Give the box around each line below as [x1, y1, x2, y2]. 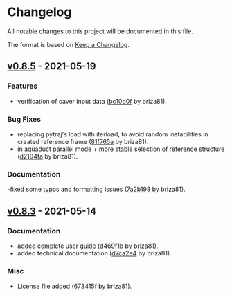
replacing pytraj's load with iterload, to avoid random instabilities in [17, 129, 209, 138]
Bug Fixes [7, 114, 42, 124]
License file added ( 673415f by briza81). [17, 282, 132, 291]
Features [7, 81, 38, 91]
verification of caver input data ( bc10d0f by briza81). [17, 97, 168, 105]
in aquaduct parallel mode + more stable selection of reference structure [17, 145, 225, 153]
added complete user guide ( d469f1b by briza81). [17, 242, 159, 250]
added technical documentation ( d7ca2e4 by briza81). [17, 249, 172, 257]
